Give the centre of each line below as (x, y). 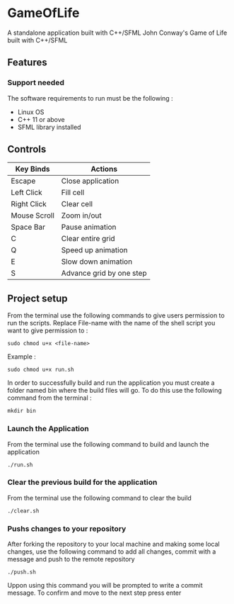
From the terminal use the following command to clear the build (100, 498)
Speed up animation (94, 250)
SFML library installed (49, 127)
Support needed (36, 83)
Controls (27, 149)
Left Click (27, 193)
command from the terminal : (49, 398)
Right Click (29, 204)
